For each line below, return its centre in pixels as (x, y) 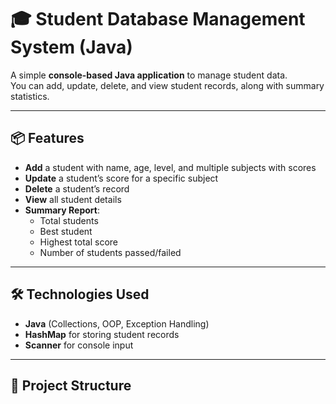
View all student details (73, 199)
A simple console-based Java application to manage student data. (149, 75)
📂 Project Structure (71, 385)
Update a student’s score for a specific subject (121, 178)
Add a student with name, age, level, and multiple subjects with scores (170, 167)
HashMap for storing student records (102, 334)
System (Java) (71, 47)
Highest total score (78, 242)
